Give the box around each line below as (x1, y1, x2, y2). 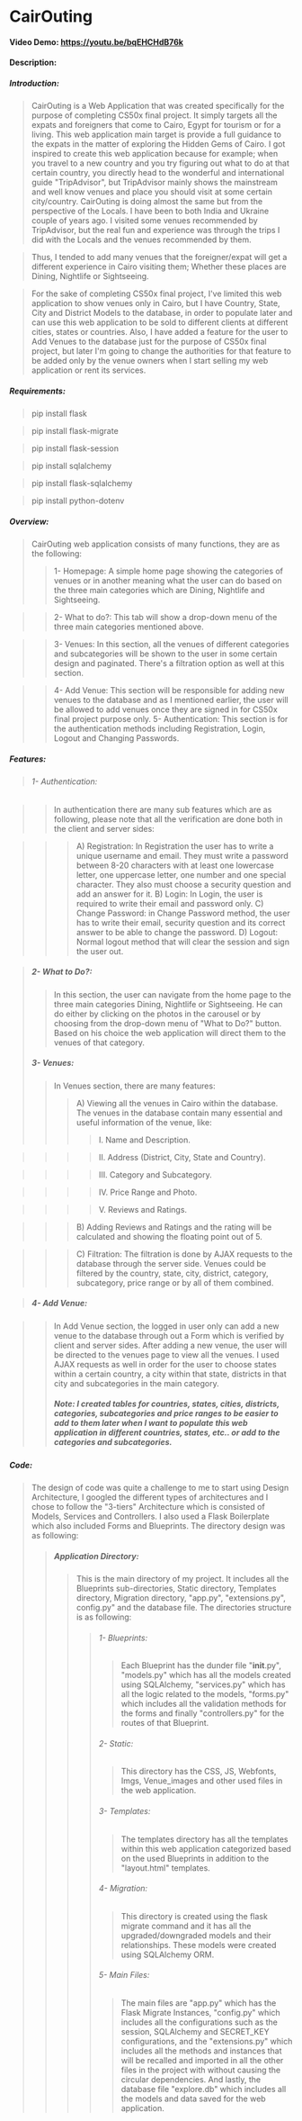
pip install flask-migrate (31, 426, 119, 437)
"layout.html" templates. (120, 1862, 211, 1873)
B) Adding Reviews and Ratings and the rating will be (75, 1222, 272, 1232)
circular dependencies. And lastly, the (120, 2074, 262, 2085)
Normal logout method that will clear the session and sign (75, 936, 290, 947)
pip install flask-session (31, 443, 120, 454)
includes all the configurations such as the (120, 2017, 279, 2027)
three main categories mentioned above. (53, 621, 204, 632)
